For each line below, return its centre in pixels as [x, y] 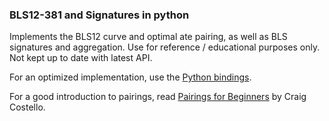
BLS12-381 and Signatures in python [99, 15]
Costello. [27, 107]
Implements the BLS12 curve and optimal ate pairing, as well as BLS [148, 37]
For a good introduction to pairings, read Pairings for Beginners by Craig [158, 97]
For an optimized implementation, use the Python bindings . [130, 77]
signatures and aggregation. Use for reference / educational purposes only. [165, 47]
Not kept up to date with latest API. [81, 58]
